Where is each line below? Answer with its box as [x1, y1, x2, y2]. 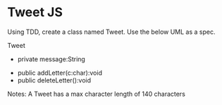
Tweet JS [7, 4, 63, 20]
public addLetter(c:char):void [17, 68, 102, 77]
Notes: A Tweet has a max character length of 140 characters [7, 89, 185, 98]
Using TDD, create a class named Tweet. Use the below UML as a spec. [7, 27, 216, 36]
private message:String [17, 54, 86, 63]
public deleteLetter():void [17, 75, 92, 85]
